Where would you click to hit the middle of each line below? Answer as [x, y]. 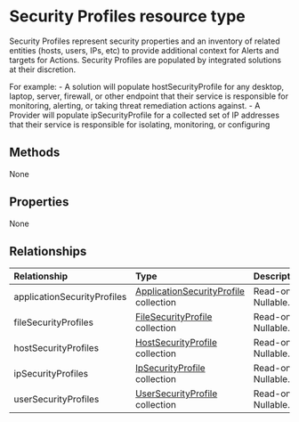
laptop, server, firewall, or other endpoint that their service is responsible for [149, 96]
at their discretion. [43, 69]
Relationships [48, 251]
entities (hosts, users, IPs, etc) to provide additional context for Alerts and [144, 50]
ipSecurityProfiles [51, 374]
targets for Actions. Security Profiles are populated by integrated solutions [145, 60]
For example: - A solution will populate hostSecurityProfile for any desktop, [147, 86]
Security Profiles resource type [128, 16]
